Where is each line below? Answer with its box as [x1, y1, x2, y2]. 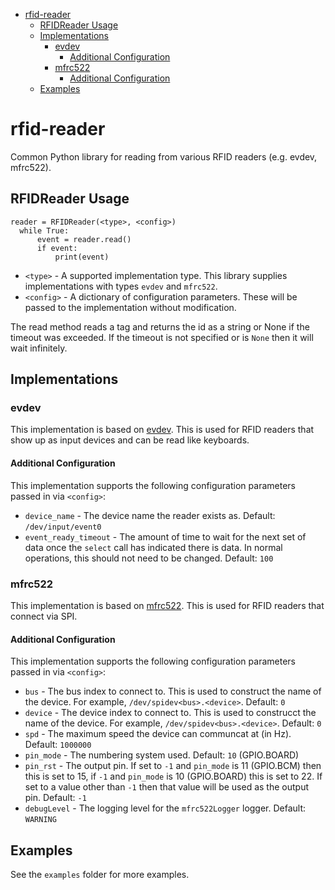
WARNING [24, 815, 57, 825]
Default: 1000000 [24, 739, 92, 751]
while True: [19, 225, 70, 236]
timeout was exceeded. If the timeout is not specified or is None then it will [10, 331, 314, 343]
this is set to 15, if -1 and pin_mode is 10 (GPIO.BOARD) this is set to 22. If [24, 770, 323, 783]
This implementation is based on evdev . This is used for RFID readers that [10, 424, 315, 436]
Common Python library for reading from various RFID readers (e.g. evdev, [10, 150, 318, 163]
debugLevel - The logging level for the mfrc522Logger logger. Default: [24, 802, 307, 814]
